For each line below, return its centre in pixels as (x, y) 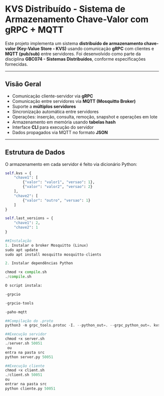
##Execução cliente (25, 366)
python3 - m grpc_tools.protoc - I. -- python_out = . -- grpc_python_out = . (78, 326)
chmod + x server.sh (25, 339)
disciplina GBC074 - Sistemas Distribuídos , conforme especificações (75, 59)
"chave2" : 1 (26, 228)
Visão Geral (23, 84)
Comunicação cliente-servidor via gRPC (53, 96)
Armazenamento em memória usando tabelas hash (64, 122)
